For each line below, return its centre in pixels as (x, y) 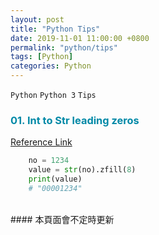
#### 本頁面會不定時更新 (62, 219)
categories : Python (51, 66)
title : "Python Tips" (55, 29)
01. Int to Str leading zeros (75, 120)
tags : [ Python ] (42, 57)
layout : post (37, 19)
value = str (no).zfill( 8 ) (82, 170)
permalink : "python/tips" (64, 47)
